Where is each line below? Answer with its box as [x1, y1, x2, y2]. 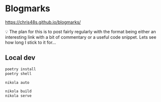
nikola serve [5, 94, 32, 99]
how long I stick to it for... [5, 39, 56, 45]
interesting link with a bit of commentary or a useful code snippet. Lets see [5, 34, 157, 40]
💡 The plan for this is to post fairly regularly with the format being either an [5, 28, 156, 34]
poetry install [5, 67, 36, 72]
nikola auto [5, 80, 29, 85]
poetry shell [5, 71, 32, 76]
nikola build [5, 89, 32, 94]
